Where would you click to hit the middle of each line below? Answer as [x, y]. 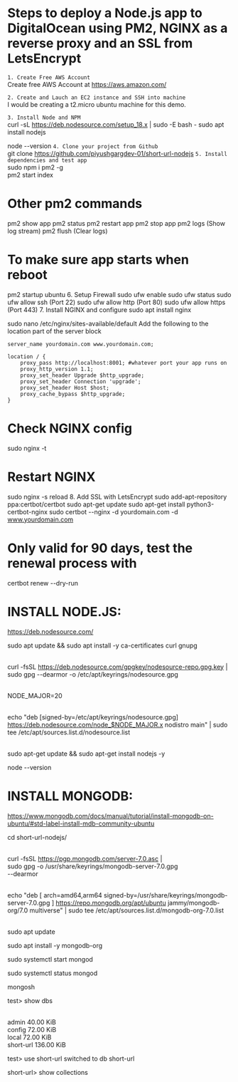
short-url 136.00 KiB [37, 1044]
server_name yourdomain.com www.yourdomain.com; [81, 344]
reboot [27, 275]
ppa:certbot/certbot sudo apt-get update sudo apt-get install [96, 504]
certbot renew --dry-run [43, 583]
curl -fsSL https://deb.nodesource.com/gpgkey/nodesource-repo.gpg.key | [118, 667]
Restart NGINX [52, 477]
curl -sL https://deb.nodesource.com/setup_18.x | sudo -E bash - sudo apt [116, 124]
